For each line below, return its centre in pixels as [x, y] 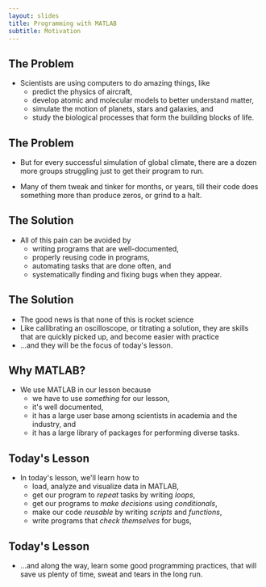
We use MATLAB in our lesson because [85, 390]
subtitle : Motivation [45, 31]
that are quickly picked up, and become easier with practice [119, 336]
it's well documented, [68, 407]
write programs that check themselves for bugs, [112, 521]
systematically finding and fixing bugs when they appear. [127, 274]
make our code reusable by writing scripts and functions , [127, 512]
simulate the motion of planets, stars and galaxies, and [123, 109]
